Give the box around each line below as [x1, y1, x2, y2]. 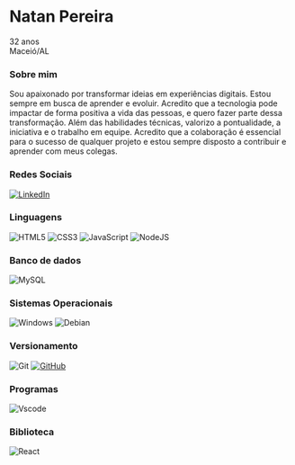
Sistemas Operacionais [9, 297, 113, 309]
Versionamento [9, 340, 78, 353]
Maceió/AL [9, 45, 49, 56]
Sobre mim [9, 67, 58, 80]
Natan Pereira [9, 6, 114, 27]
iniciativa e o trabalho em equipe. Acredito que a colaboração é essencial [9, 127, 282, 138]
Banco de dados [9, 254, 82, 266]
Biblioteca [9, 425, 55, 438]
